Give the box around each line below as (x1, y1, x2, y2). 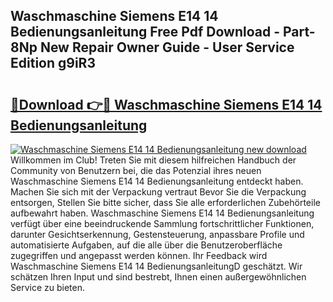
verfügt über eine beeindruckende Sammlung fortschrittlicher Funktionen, (10, 218, 315, 229)
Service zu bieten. (10, 282, 85, 293)
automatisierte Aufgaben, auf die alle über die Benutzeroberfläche (10, 239, 283, 251)
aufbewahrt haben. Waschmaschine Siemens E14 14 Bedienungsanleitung (10, 207, 315, 219)
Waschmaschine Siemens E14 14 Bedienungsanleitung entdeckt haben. (10, 175, 304, 187)
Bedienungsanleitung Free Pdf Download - (10, 24, 280, 41)
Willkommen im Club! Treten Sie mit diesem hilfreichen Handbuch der (10, 154, 297, 166)
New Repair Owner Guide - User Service (39, 39, 295, 56)
